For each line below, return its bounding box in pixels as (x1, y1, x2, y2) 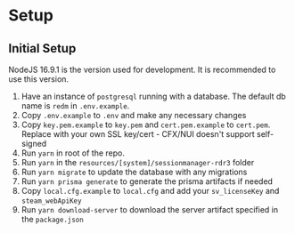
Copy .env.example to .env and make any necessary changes (20, 110, 247, 120)
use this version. (8, 74, 69, 84)
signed (20, 139, 47, 149)
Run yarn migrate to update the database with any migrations (20, 166, 248, 177)
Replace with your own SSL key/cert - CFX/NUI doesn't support (20, 129, 255, 139)
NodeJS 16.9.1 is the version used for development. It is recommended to (8, 64, 276, 75)
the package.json (20, 214, 84, 224)
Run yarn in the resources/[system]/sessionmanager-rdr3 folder (20, 157, 255, 167)
